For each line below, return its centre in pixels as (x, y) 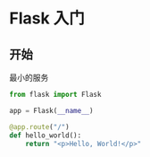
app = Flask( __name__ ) (51, 110)
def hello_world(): (46, 135)
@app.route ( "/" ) (39, 126)
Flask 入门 (47, 18)
